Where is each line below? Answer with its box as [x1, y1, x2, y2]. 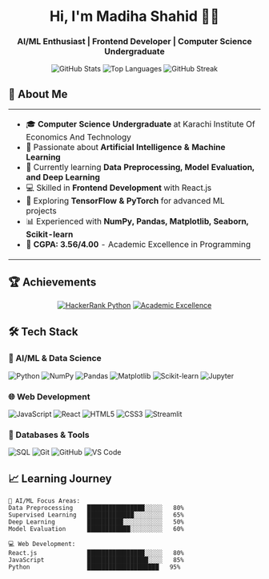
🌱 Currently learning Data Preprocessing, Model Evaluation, [26, 162, 255, 173]
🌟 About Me [8, 87, 68, 101]
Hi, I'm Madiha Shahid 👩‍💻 [49, 7, 220, 26]
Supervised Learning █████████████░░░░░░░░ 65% [8, 511, 184, 520]
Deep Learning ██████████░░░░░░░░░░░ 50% [8, 518, 184, 526]
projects [26, 205, 58, 217]
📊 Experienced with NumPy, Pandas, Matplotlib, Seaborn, [26, 216, 249, 227]
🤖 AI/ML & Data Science [8, 353, 102, 364]
